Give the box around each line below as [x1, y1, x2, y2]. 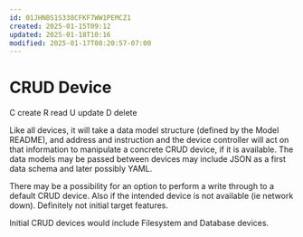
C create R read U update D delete [9, 108, 137, 118]
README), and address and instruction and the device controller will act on [9, 135, 289, 146]
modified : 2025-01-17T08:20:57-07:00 [9, 38, 152, 48]
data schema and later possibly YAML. [9, 164, 153, 175]
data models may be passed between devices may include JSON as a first [9, 154, 287, 165]
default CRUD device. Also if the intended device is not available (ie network [9, 191, 294, 202]
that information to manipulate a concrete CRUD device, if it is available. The [9, 144, 294, 155]
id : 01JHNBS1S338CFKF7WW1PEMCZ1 [9, 13, 131, 23]
